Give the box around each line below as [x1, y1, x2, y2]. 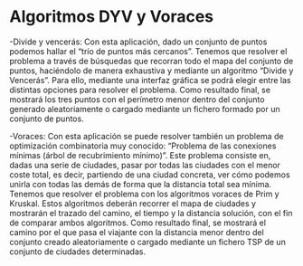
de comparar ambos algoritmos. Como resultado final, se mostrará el [9, 217, 267, 228]
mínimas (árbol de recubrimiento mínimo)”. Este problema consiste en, [9, 149, 271, 160]
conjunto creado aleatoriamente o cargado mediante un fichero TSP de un [9, 236, 287, 247]
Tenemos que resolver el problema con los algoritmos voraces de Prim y [9, 188, 279, 199]
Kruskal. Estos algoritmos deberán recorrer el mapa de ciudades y [9, 197, 256, 209]
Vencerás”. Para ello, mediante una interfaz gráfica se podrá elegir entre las [9, 74, 291, 85]
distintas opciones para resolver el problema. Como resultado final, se [9, 84, 271, 95]
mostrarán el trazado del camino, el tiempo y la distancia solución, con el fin [9, 207, 293, 218]
